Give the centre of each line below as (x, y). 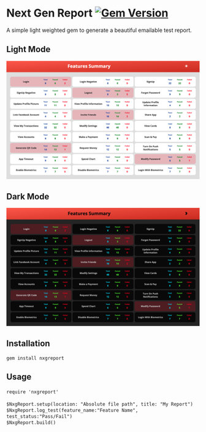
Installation (28, 343)
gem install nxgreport (35, 358)
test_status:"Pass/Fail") (39, 416)
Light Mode (29, 49)
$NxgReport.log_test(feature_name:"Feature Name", (72, 410)
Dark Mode (28, 196)
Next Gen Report (50, 13)
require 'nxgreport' (33, 392)
